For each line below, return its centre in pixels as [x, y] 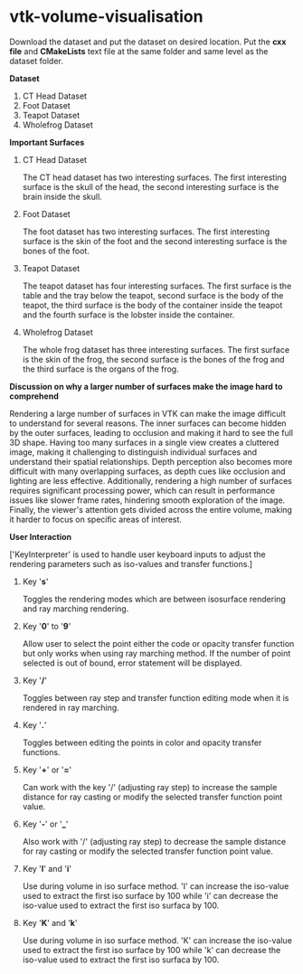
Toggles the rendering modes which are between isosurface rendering [154, 599]
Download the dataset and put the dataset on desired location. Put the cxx [148, 42]
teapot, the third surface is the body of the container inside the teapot [152, 305]
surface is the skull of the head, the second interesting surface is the [151, 186]
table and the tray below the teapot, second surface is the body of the [153, 295]
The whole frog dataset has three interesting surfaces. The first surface [156, 349]
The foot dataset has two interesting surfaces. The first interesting [146, 232]
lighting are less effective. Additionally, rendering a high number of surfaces [151, 480]
